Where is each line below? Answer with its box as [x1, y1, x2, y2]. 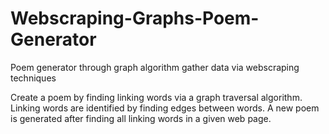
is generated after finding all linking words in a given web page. [10, 112, 272, 124]
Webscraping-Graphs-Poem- [10, 7, 260, 30]
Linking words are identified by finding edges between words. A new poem [10, 102, 320, 114]
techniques [10, 72, 57, 84]
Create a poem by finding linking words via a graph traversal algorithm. [10, 91, 303, 103]
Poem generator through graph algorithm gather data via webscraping [10, 61, 300, 73]
